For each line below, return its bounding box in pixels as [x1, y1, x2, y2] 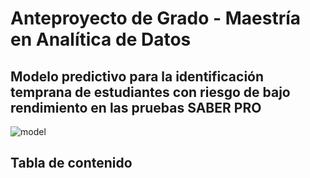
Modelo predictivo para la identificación [10, 68, 265, 85]
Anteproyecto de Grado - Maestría [10, 7, 302, 30]
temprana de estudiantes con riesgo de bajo [10, 83, 291, 101]
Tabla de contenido [10, 155, 133, 172]
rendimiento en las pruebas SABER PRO [10, 99, 262, 116]
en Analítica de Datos [10, 28, 192, 51]
